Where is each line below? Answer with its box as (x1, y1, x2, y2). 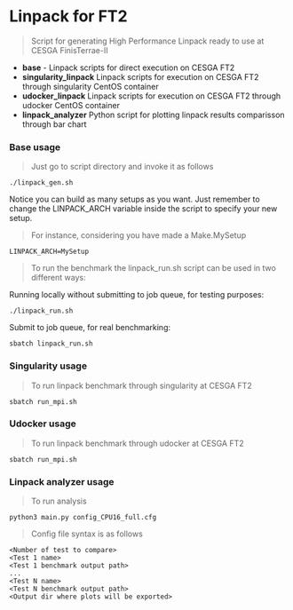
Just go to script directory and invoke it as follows (30, 162, 214, 172)
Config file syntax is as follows (30, 528, 144, 539)
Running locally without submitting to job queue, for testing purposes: (9, 289, 265, 300)
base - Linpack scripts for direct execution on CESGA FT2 (21, 62, 235, 73)
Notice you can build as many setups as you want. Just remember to (9, 194, 260, 205)
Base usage (9, 140, 61, 153)
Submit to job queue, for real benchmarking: (9, 322, 171, 333)
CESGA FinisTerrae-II (30, 44, 108, 55)
